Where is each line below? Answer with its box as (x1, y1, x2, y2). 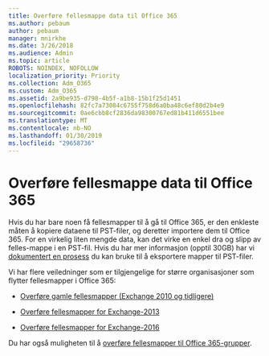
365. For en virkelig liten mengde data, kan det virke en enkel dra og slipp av (8, 234, 262, 244)
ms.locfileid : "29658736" (8, 139, 95, 147)
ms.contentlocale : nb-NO (8, 124, 92, 132)
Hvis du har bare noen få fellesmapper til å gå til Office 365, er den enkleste (8, 217, 259, 227)
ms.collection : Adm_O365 (8, 79, 92, 87)
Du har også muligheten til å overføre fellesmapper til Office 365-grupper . (8, 338, 252, 348)
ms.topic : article (8, 57, 70, 65)
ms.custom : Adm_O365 (8, 86, 78, 95)
